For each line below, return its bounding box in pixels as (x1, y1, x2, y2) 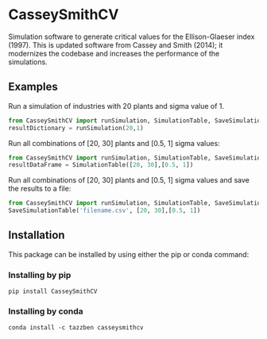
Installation (8, 229, 65, 242)
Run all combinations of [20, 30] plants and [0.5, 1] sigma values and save (8, 175, 250, 185)
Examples (8, 80, 58, 94)
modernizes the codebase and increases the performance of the (8, 48, 220, 58)
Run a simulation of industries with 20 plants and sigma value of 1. (8, 101, 225, 110)
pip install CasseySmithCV (8, 287, 98, 295)
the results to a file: (8, 184, 72, 194)
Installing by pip (8, 269, 72, 280)
